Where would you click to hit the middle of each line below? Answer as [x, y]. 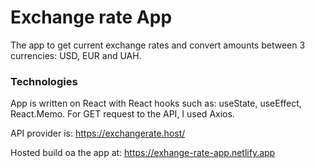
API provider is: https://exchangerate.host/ [98, 133]
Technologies [44, 81]
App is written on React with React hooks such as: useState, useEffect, [156, 103]
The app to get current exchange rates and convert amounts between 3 [158, 45]
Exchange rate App [91, 17]
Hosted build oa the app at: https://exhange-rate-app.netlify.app [143, 153]
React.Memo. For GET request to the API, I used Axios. [122, 114]
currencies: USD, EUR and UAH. [76, 55]
